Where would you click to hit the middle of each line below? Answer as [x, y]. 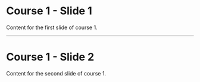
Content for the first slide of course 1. [52, 27]
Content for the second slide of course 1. [56, 73]
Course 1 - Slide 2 [50, 57]
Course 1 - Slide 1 [49, 11]
